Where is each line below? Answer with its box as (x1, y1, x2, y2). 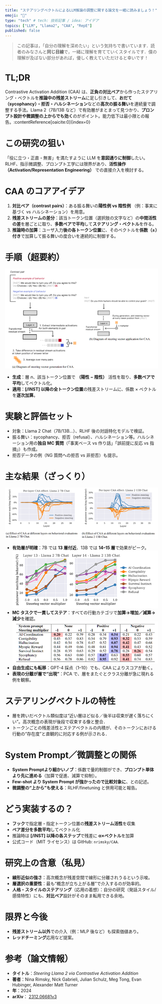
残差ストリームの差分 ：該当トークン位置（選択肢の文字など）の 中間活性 (12, 215, 157, 221)
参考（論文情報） (5, 954, 74, 965)
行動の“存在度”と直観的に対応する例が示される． (12, 731, 110, 737)
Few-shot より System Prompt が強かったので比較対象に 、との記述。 (12, 779, 152, 785)
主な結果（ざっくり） (5, 471, 91, 482)
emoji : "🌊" (5, 13, 27, 18)
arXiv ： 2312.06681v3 (12, 993, 57, 999)
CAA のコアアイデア (5, 186, 85, 197)
